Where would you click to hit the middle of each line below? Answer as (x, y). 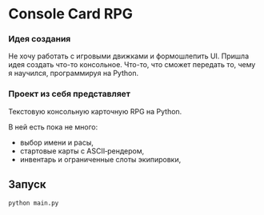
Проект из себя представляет (69, 94)
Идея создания (40, 39)
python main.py (34, 203)
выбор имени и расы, (57, 142)
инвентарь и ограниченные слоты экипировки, (100, 159)
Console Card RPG (71, 14)
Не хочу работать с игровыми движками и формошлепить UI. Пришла (129, 56)
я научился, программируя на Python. (74, 74)
